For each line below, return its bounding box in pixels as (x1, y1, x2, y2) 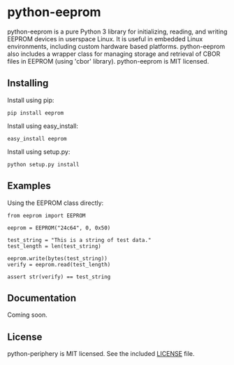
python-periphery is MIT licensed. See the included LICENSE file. (7, 350, 195, 358)
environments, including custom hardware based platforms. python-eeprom (7, 42, 226, 50)
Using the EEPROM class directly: (7, 199, 104, 207)
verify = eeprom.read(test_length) (7, 261, 111, 268)
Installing (7, 78, 49, 90)
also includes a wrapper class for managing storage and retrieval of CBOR (7, 50, 221, 58)
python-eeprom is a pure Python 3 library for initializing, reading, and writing (7, 27, 228, 36)
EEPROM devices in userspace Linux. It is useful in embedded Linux (7, 34, 203, 43)
